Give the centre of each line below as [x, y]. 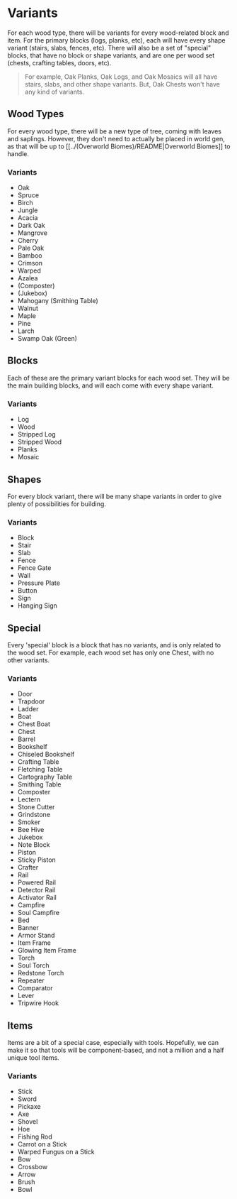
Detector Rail [36, 890]
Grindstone [34, 815]
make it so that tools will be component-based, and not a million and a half [116, 1050]
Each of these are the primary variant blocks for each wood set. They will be [118, 378]
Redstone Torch [41, 973]
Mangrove [33, 233]
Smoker [29, 822]
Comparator [35, 988]
